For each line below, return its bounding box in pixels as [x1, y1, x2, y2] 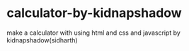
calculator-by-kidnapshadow [6, 5, 182, 21]
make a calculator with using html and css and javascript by [6, 28, 181, 37]
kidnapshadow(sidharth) [6, 35, 79, 44]
